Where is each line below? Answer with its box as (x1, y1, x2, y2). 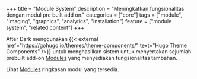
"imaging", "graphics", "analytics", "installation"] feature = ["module (6, 18, 172, 24)
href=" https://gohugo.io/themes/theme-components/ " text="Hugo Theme (6, 42, 187, 49)
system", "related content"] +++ (6, 24, 85, 31)
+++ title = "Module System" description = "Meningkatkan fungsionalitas (6, 5, 185, 12)
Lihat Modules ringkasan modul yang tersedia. (6, 66, 119, 73)
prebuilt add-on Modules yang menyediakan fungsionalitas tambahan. (6, 55, 178, 61)
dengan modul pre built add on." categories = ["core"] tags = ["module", (6, 11, 183, 18)
